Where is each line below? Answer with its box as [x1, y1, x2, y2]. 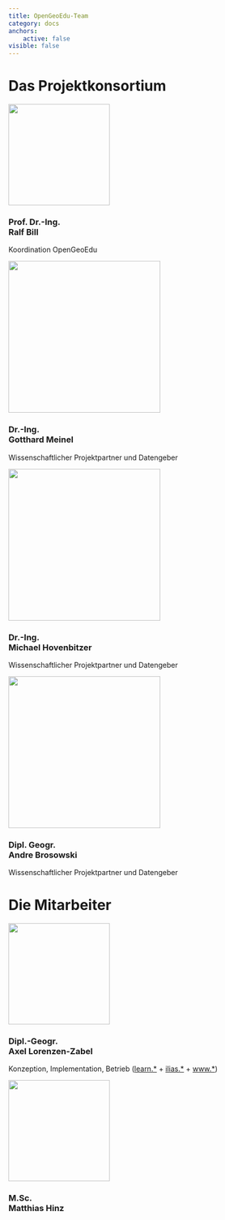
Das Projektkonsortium [8, 77, 167, 96]
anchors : [8, 27, 38, 35]
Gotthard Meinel [8, 434, 74, 445]
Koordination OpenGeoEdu [8, 244, 98, 255]
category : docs [8, 19, 60, 28]
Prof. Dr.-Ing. [8, 216, 61, 227]
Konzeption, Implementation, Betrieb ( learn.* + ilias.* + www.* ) [8, 1064, 219, 1073]
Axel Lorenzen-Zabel [8, 1046, 93, 1057]
